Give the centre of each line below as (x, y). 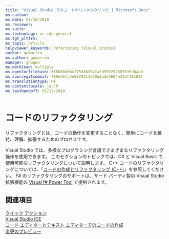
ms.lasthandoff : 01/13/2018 (35, 91)
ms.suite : (16, 29)
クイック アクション (26, 213)
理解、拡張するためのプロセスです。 (52, 139)
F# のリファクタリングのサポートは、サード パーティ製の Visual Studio (90, 176)
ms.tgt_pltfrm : (22, 39)
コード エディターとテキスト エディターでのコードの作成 (65, 225)
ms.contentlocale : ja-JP (32, 86)
